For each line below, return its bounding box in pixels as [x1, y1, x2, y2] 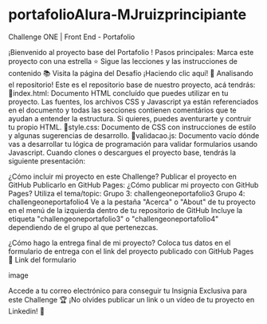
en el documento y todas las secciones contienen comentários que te [8, 105, 237, 115]
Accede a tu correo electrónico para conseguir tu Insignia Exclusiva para [8, 286, 247, 295]
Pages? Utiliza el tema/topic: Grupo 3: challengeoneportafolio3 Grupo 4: [8, 188, 245, 198]
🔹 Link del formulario [8, 255, 77, 264]
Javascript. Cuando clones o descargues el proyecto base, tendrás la [8, 148, 237, 157]
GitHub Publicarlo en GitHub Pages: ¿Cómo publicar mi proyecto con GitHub [8, 180, 259, 189]
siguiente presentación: [8, 156, 86, 165]
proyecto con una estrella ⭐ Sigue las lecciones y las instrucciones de [8, 56, 238, 65]
